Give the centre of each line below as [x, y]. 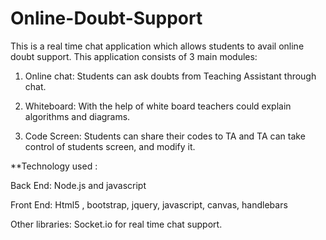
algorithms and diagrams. [77, 116]
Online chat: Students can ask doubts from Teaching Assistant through [170, 76]
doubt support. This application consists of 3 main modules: [134, 56]
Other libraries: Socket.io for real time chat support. [116, 224]
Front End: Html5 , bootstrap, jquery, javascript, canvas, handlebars [149, 204]
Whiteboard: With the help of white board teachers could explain [158, 106]
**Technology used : [54, 166]
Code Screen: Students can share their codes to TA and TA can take [165, 136]
